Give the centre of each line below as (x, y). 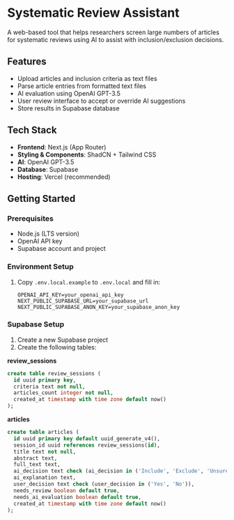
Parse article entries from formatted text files (81, 86)
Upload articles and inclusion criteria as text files (87, 78)
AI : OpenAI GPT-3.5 (46, 161)
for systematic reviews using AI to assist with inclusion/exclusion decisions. (116, 39)
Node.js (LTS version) (48, 234)
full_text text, (37, 465)
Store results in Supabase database (68, 108)
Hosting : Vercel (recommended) (64, 177)
